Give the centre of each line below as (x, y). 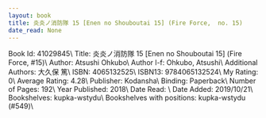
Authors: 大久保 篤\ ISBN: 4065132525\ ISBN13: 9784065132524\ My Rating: (133, 72)
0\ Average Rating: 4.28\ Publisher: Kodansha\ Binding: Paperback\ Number (132, 81)
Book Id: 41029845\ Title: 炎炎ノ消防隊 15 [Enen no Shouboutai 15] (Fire (125, 54)
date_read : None (35, 30)
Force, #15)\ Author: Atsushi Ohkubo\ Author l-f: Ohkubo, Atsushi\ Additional (133, 63)
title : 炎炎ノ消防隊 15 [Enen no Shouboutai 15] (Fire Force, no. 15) (126, 23)
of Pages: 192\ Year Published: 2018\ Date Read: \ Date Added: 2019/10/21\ (131, 89)
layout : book (30, 15)
